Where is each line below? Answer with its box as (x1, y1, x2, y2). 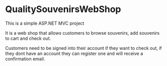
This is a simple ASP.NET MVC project (5, 20, 85, 26)
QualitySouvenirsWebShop (5, 4, 121, 15)
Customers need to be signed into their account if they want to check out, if (5, 45, 162, 51)
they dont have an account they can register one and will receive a (5, 50, 143, 56)
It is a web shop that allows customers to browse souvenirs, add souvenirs (5, 30, 160, 36)
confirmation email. (5, 55, 45, 61)
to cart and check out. (5, 35, 51, 41)
